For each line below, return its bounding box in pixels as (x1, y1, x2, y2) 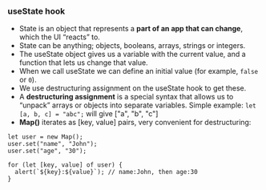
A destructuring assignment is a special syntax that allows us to (18, 92, 234, 102)
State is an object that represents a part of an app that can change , (18, 24, 244, 34)
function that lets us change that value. (18, 58, 149, 67)
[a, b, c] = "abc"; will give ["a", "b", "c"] (18, 109, 159, 119)
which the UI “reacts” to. (18, 32, 101, 42)
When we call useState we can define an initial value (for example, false (18, 67, 259, 76)
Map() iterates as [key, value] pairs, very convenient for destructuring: (18, 118, 252, 127)
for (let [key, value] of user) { (7, 161, 123, 169)
